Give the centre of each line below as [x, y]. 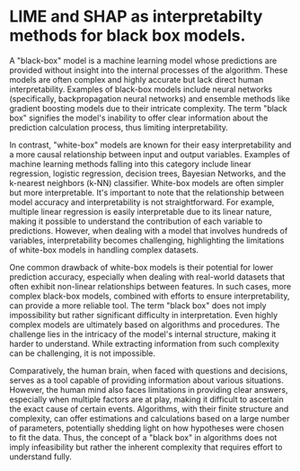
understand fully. [40, 457]
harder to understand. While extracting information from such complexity [145, 343]
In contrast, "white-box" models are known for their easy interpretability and [150, 145]
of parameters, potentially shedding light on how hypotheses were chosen [147, 428]
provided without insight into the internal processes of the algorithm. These [149, 70]
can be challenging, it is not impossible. [82, 353]
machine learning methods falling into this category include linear [130, 164]
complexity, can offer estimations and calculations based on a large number [150, 418]
